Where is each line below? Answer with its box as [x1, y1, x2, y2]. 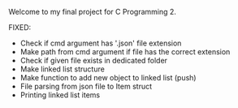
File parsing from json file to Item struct [19, 81, 153, 91]
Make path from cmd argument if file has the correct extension [19, 47, 231, 56]
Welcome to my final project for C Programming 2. [8, 7, 177, 16]
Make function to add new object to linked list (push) [19, 73, 197, 82]
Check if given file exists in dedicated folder [19, 56, 168, 65]
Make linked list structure [19, 64, 106, 74]
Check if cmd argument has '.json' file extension [19, 38, 182, 48]
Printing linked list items [19, 90, 101, 100]
